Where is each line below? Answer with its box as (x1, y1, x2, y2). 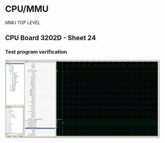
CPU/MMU (5, 3, 49, 15)
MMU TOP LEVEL (5, 20, 41, 25)
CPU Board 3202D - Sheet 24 (5, 34, 96, 42)
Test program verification (5, 48, 67, 55)
